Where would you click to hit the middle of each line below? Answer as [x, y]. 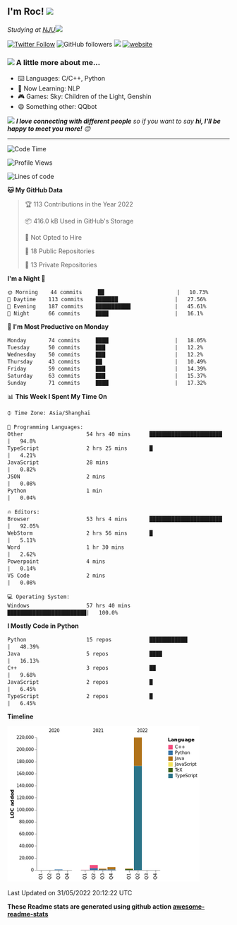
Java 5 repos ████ [85, 654]
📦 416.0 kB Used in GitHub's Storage [79, 221]
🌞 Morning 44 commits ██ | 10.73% [108, 293]
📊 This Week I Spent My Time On [57, 397]
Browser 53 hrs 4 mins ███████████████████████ [115, 519]
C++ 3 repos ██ [82, 668]
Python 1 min [55, 491]
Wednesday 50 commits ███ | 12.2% [105, 355]
